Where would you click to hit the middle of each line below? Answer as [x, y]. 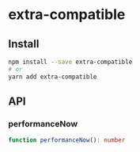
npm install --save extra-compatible [70, 62]
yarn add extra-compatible [53, 77]
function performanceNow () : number [67, 140]
